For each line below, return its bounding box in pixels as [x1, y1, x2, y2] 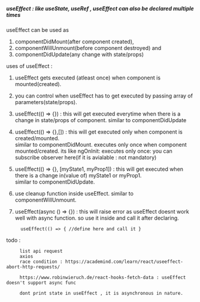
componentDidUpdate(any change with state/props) [14, 51, 144, 58]
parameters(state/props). [14, 98, 77, 105]
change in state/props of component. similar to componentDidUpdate [14, 116, 187, 123]
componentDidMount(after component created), [14, 38, 134, 45]
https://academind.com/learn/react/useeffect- [65, 259, 184, 265]
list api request [19, 248, 63, 254]
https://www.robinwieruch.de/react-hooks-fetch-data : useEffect [19, 274, 186, 280]
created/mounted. [14, 134, 60, 141]
